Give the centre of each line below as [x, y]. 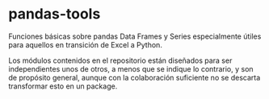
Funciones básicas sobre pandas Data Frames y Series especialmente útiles [135, 36]
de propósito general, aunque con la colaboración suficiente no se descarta [134, 77]
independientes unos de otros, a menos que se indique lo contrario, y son [131, 68]
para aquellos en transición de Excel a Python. [86, 44]
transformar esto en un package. [63, 86]
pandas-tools [55, 14]
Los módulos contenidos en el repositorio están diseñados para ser [120, 60]
